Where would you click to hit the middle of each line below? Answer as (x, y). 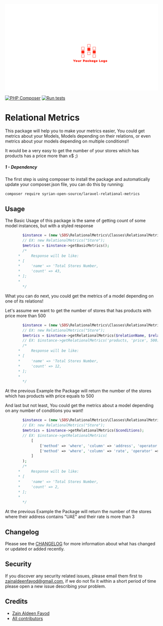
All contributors (27, 618)
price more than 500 (25, 316)
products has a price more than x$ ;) (41, 156)
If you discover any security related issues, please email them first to (74, 576)
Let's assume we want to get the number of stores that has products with (78, 310)
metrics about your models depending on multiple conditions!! (67, 141)
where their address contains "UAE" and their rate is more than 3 (70, 517)
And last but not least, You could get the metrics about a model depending (79, 406)
